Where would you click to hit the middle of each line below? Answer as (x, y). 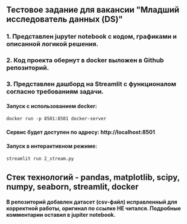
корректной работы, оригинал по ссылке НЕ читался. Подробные (93, 208)
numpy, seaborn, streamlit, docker (72, 187)
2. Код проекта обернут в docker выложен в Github (85, 60)
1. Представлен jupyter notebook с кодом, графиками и (91, 37)
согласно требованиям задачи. (55, 92)
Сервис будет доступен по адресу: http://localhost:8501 (81, 132)
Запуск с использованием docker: (52, 106)
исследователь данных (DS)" (65, 20)
